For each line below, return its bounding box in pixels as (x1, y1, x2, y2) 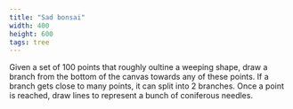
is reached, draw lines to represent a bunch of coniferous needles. (9, 90, 254, 101)
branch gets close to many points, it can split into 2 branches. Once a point (9, 81, 285, 91)
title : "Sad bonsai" (9, 12, 86, 22)
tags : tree (9, 37, 50, 47)
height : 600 (9, 29, 53, 38)
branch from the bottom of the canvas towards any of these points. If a (9, 72, 269, 82)
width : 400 (9, 21, 50, 30)
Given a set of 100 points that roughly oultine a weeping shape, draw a (9, 62, 268, 73)
